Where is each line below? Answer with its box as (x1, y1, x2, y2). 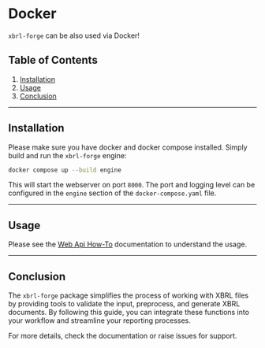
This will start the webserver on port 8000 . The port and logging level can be (8, 180, 256, 190)
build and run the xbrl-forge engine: (8, 150, 127, 160)
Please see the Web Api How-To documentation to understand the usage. (8, 239, 247, 249)
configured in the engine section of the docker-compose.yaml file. (8, 188, 217, 198)
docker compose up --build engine (8, 166, 122, 174)
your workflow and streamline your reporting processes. (8, 316, 192, 325)
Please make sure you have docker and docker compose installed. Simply (8, 143, 248, 152)
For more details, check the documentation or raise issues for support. (8, 331, 237, 341)
